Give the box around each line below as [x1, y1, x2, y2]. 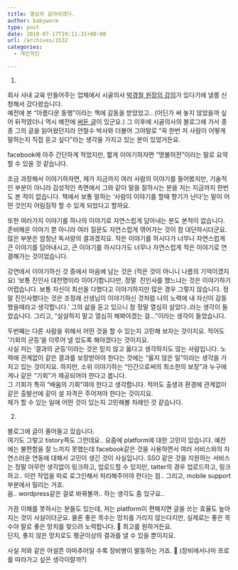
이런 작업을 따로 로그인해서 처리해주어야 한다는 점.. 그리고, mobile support [23, 471, 231, 480]
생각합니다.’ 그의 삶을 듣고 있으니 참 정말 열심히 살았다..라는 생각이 [38, 302, 221, 311]
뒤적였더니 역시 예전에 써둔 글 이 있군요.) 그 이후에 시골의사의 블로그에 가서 [14, 117, 220, 125]
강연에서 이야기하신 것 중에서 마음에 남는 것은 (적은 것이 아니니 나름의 [7, 266, 199, 275]
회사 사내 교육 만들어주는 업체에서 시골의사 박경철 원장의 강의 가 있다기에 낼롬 [7, 90, 220, 99]
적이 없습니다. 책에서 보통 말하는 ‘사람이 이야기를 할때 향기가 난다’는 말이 [22, 192, 222, 200]
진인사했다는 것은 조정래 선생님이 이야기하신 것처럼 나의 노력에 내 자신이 [14, 294, 215, 302]
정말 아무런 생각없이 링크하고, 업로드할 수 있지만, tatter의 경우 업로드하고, [14, 462, 218, 471]
